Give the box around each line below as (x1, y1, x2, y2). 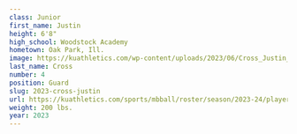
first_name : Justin (9, 21, 81, 30)
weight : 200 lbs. (9, 103, 73, 112)
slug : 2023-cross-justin (9, 86, 101, 95)
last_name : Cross (9, 63, 73, 71)
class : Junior (9, 12, 62, 22)
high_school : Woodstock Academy (9, 37, 128, 47)
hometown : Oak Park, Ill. (9, 46, 104, 55)
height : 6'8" (9, 29, 57, 38)
